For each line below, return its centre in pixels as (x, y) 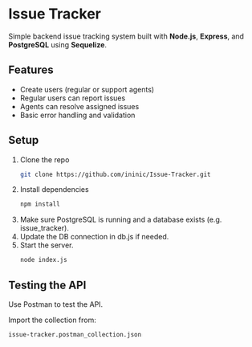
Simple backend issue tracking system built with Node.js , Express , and (126, 36)
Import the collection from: (52, 320)
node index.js (43, 260)
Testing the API (47, 285)
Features (31, 70)
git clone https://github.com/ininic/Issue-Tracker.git (115, 174)
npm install (40, 204)
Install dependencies (55, 190)
